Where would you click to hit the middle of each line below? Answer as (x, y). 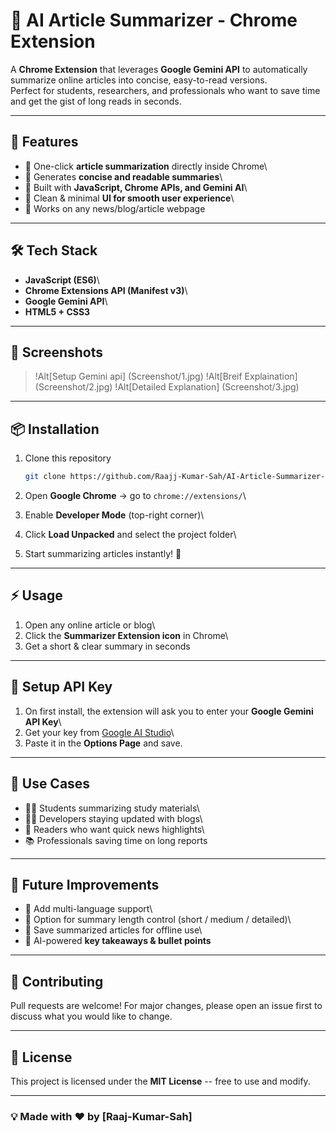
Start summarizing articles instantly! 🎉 (103, 554)
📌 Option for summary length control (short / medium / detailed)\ (158, 920)
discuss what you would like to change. (91, 1016)
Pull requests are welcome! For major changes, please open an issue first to (166, 1006)
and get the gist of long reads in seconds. (96, 101)
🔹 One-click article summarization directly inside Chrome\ (146, 166)
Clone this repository (68, 458)
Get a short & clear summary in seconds (107, 646)
